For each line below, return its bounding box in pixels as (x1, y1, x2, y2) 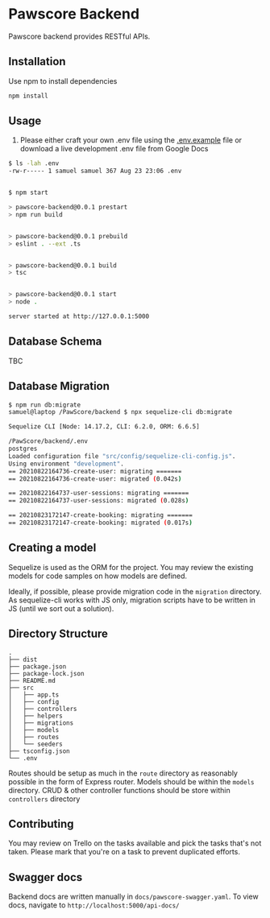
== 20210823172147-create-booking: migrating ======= (8, 511, 193, 519)
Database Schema (8, 335, 102, 349)
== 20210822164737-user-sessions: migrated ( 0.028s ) (8, 497, 189, 505)
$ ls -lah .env (8, 159, 60, 167)
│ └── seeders (8, 740, 63, 748)
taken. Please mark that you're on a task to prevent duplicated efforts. (8, 847, 240, 857)
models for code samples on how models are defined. (8, 571, 188, 581)
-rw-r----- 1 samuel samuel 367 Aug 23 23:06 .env (8, 167, 182, 176)
